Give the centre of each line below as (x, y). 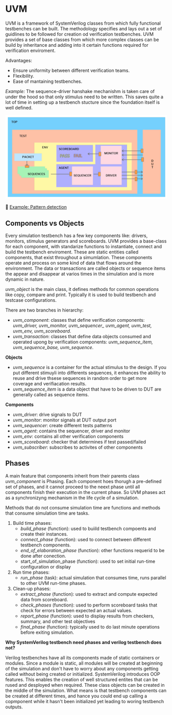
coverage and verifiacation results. (50, 384)
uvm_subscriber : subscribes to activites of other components (78, 447)
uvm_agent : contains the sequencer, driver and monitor (71, 431)
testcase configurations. (31, 300)
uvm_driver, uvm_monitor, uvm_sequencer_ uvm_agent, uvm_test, (82, 326)
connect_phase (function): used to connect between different (86, 539)
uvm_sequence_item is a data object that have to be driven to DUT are (87, 389)
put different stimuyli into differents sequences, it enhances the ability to (89, 373)
